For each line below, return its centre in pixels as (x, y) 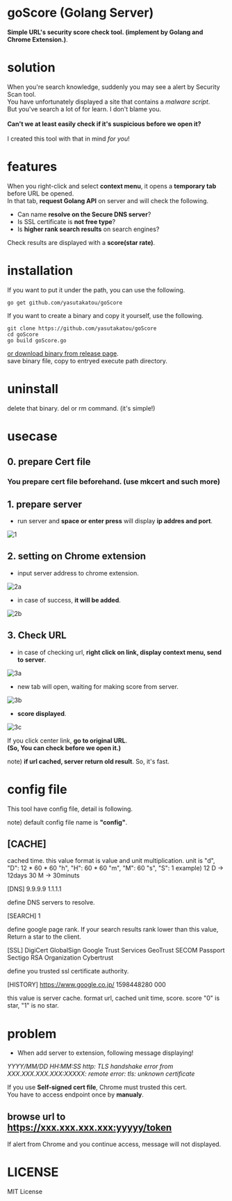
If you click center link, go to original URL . (67, 740)
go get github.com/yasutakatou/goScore (65, 303)
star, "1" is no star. (33, 1005)
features (32, 167)
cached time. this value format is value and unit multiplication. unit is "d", (111, 861)
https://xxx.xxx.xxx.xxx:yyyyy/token (90, 1128)
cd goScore (23, 334)
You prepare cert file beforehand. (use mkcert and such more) (114, 482)
